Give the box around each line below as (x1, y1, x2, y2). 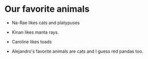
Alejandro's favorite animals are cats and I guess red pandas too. (11, 48, 144, 54)
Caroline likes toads (11, 38, 52, 45)
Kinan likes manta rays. (11, 29, 59, 35)
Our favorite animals (4, 3, 89, 15)
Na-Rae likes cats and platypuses (11, 20, 80, 26)
